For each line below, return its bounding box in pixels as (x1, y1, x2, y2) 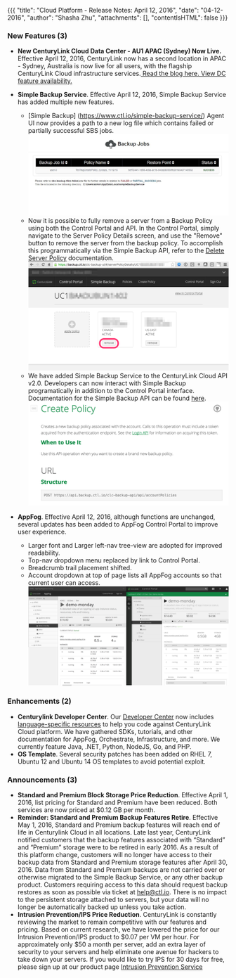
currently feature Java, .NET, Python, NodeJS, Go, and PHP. (17, 742, 192, 751)
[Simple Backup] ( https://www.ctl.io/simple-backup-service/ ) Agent (27, 112, 225, 120)
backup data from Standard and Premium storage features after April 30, (17, 858, 228, 866)
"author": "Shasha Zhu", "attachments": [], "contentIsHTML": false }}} (27, 13, 228, 22)
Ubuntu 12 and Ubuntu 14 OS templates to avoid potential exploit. (17, 757, 206, 766)
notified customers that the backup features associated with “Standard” (17, 835, 225, 844)
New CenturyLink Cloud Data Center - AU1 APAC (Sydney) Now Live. (17, 47, 222, 56)
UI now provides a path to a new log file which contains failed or (27, 119, 214, 127)
